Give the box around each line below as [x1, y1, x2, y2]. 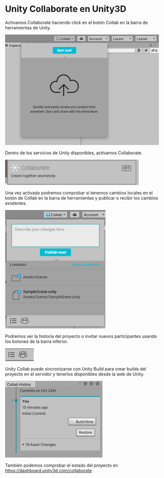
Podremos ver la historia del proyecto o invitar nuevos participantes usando [5, 333, 157, 339]
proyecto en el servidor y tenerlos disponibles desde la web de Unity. [5, 371, 145, 377]
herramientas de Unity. [5, 24, 51, 30]
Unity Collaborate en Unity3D [5, 3, 126, 15]
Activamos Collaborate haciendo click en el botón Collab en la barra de [5, 20, 148, 25]
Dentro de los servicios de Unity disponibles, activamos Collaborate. [5, 150, 143, 156]
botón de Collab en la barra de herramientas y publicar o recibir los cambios [5, 195, 159, 201]
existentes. [5, 200, 27, 206]
